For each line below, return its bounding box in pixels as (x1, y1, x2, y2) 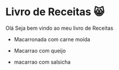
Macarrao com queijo (13, 47, 66, 54)
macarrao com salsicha (13, 58, 71, 65)
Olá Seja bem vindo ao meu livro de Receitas (5, 24, 114, 32)
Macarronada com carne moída (13, 36, 90, 43)
